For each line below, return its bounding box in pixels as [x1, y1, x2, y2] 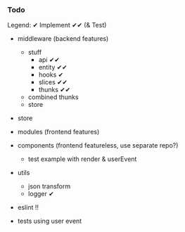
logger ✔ [27, 190, 54, 198]
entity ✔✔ [38, 63, 68, 72]
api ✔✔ [38, 56, 60, 64]
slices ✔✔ [38, 78, 68, 86]
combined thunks [27, 93, 79, 101]
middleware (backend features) [17, 34, 109, 43]
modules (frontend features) [17, 128, 100, 136]
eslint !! [17, 203, 39, 212]
